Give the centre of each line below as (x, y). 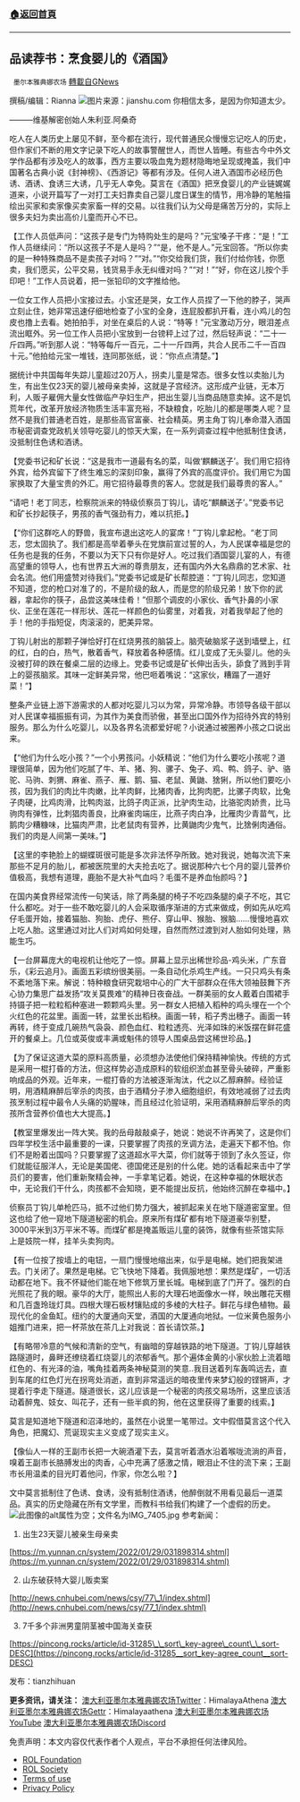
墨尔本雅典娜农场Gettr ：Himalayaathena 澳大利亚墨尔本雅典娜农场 (147, 1712)
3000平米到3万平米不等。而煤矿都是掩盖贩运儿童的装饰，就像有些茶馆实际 (146, 1230)
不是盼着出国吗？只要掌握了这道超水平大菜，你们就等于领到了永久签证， (150, 1155)
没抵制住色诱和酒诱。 (48, 442)
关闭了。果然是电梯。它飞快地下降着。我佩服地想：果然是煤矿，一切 (158, 1271)
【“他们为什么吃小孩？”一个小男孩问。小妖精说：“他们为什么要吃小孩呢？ (144, 757)
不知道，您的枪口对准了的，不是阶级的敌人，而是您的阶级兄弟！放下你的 (142, 589)
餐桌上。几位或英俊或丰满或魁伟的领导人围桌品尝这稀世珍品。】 (140, 1038)
